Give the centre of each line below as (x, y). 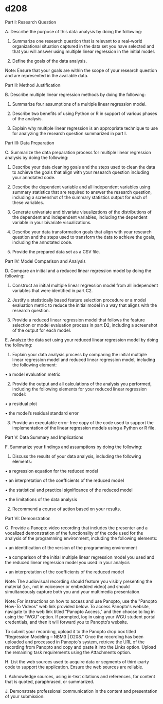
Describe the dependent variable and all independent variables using (81, 187)
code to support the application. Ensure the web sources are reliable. (74, 667)
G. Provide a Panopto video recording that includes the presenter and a (76, 528)
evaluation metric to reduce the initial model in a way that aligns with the (84, 305)
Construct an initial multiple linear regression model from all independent (85, 285)
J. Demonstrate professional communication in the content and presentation (81, 691)
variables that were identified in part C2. (52, 290)
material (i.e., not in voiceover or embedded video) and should (67, 586)
